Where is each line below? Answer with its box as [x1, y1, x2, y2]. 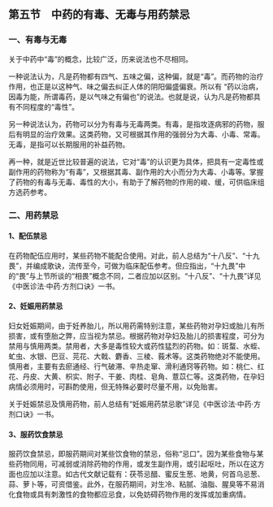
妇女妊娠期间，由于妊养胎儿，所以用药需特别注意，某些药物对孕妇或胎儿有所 [8, 321, 265, 331]
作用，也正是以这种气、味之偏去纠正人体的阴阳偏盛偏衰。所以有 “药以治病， [8, 81, 263, 91]
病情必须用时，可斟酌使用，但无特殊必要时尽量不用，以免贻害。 [8, 382, 222, 392]
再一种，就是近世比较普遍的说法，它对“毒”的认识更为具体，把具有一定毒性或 [8, 157, 264, 167]
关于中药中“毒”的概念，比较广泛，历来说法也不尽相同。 [8, 54, 193, 63]
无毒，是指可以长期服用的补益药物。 [8, 139, 130, 149]
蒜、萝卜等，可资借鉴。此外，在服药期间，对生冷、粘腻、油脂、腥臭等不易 [8, 479, 258, 489]
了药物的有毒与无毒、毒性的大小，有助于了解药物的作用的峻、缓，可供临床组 [8, 177, 265, 187]
